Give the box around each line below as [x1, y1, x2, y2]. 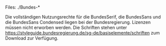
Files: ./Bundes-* [5, 4, 40, 10]
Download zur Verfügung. [5, 35, 58, 41]
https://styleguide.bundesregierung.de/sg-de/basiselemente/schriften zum [5, 30, 160, 35]
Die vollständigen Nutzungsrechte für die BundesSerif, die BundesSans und [5, 14, 161, 19]
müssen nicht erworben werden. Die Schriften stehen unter [5, 24, 127, 30]
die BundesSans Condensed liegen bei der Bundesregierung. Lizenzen [5, 19, 151, 25]
